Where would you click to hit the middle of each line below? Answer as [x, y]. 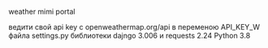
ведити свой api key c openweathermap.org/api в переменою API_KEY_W [134, 27]
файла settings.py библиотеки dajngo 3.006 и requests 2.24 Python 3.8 [130, 36]
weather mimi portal [42, 12]
